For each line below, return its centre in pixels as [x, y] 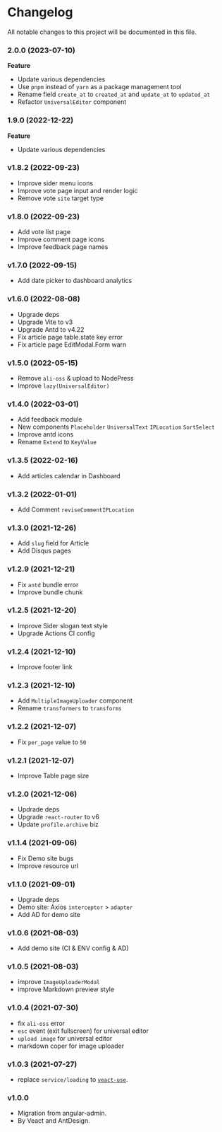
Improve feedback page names [63, 247]
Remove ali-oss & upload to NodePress [75, 379]
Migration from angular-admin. [62, 1113]
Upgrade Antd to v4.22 [51, 329]
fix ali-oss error [41, 1023]
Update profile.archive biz [58, 824]
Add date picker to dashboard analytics [75, 281]
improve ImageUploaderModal [58, 982]
